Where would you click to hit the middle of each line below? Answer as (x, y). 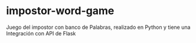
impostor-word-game (60, 11)
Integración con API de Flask (41, 33)
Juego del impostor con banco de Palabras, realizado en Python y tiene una (98, 27)
